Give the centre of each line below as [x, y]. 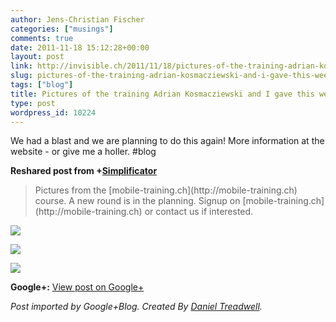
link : [21, 66]
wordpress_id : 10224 [53, 112]
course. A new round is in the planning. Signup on [137, 201]
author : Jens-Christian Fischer [77, 19]
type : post [33, 103]
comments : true [42, 38]
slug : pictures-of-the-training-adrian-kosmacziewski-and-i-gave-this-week [171, 76]
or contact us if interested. [199, 212]
